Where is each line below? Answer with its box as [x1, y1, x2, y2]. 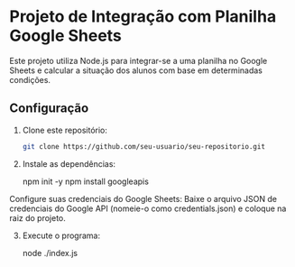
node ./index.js [22, 247, 78, 258]
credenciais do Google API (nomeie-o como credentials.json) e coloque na [9, 203, 287, 214]
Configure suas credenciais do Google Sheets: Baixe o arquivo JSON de [9, 193, 278, 204]
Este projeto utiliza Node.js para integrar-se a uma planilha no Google [9, 55, 268, 66]
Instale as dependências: [22, 158, 115, 169]
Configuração [9, 101, 89, 116]
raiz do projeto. [9, 212, 66, 223]
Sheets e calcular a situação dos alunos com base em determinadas [9, 65, 263, 76]
